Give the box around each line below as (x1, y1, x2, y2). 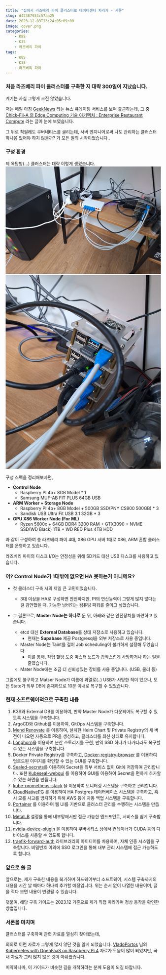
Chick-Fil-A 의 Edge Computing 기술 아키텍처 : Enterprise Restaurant (5, 112, 143, 118)
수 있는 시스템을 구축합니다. (12, 745, 66, 751)
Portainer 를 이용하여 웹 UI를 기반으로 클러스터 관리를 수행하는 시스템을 (12, 801, 150, 807)
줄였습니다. (27, 660, 49, 666)
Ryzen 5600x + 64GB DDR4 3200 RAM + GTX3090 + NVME (20, 521, 143, 527)
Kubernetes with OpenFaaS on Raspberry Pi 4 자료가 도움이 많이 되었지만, (5, 948, 153, 954)
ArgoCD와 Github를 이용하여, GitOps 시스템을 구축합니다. (12, 721, 125, 726)
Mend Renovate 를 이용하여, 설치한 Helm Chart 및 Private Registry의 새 (12, 727, 154, 733)
